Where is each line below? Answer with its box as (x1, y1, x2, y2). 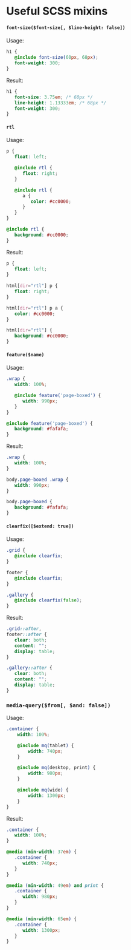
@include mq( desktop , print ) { (17, 765, 96, 771)
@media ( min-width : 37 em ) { (6, 849, 77, 855)
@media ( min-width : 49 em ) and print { (6, 882, 104, 889)
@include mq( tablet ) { (17, 742, 74, 748)
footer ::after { (6, 631, 47, 637)
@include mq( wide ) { (17, 787, 69, 793)
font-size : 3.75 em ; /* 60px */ (14, 94, 94, 100)
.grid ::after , (6, 626, 42, 632)
